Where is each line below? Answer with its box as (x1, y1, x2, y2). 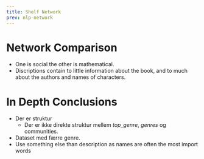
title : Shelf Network (6, 8, 62, 15)
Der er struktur (15, 115, 52, 122)
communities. (24, 128, 59, 135)
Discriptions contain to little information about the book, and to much (15, 67, 188, 75)
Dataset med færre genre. (15, 134, 80, 141)
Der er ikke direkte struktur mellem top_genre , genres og (24, 121, 166, 129)
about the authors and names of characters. (15, 73, 126, 81)
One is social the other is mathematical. (15, 61, 114, 68)
